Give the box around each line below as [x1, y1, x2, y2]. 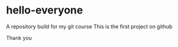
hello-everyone [6, 4, 84, 17]
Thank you [6, 34, 32, 41]
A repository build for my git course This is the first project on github [6, 23, 173, 30]
